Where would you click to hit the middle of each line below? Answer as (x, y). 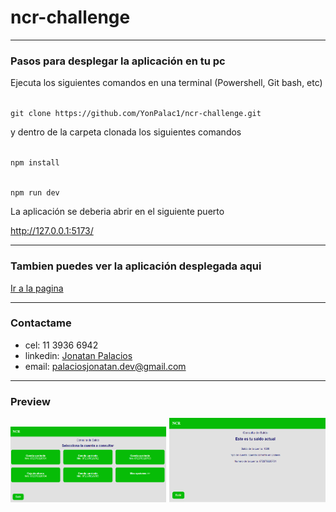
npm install (35, 163)
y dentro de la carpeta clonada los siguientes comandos (126, 132)
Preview (30, 401)
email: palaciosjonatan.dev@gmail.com (105, 366)
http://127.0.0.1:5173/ (52, 231)
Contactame (41, 323)
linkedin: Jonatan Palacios (78, 355)
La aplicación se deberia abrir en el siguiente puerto (117, 212)
